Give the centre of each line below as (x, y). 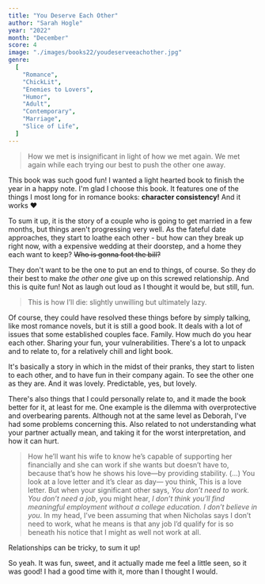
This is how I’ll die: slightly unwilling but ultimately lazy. (117, 302)
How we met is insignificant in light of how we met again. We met (134, 156)
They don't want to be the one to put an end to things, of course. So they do (132, 270)
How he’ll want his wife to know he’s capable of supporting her (130, 456)
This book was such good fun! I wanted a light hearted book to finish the (127, 180)
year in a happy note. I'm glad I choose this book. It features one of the (123, 188)
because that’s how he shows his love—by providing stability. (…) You (141, 473)
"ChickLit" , (42, 82)
